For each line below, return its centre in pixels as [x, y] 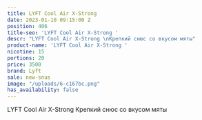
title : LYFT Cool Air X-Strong [52, 13]
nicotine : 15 [26, 52]
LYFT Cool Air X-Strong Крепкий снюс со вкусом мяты [87, 110]
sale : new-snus [29, 77]
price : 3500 [24, 64]
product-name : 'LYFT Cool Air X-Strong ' [68, 45]
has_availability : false [43, 90]
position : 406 [28, 26]
